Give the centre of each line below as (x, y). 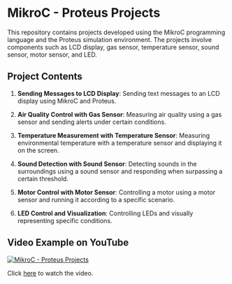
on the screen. (38, 150)
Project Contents (45, 77)
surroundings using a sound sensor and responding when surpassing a (120, 171)
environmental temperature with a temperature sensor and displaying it (119, 143)
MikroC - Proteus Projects (84, 13)
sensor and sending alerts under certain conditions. (92, 122)
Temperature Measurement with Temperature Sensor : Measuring (114, 135)
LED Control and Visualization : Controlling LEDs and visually (105, 213)
